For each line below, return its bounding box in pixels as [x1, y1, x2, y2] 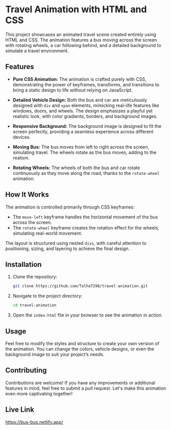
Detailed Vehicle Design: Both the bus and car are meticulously [12, 97, 147, 103]
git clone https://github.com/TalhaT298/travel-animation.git [12, 284, 148, 289]
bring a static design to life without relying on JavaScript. [12, 87, 133, 93]
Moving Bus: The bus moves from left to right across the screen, [12, 144, 150, 150]
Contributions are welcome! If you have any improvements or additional [5, 379, 156, 386]
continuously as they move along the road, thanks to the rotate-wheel [12, 170, 160, 176]
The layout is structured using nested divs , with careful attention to [5, 240, 146, 246]
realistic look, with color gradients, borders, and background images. [12, 113, 158, 119]
